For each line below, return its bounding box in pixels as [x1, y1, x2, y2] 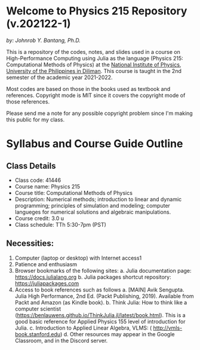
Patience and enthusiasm [14, 260, 78, 267]
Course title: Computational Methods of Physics [14, 189, 133, 196]
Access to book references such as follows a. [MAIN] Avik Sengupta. [14, 286, 184, 293]
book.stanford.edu [14, 330, 61, 337]
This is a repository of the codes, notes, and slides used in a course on [6, 48, 180, 55]
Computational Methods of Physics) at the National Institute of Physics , [6, 61, 181, 68]
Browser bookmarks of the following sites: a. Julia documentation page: [14, 267, 192, 274]
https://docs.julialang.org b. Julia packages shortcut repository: [14, 273, 171, 281]
